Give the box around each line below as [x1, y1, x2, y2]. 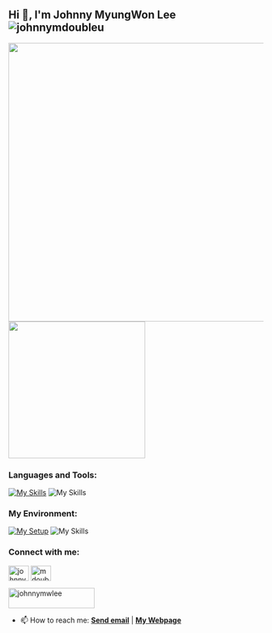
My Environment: [8, 508, 79, 520]
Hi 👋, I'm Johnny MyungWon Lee [8, 8, 176, 22]
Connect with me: [8, 546, 80, 558]
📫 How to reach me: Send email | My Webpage [19, 615, 182, 625]
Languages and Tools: [8, 469, 97, 481]
